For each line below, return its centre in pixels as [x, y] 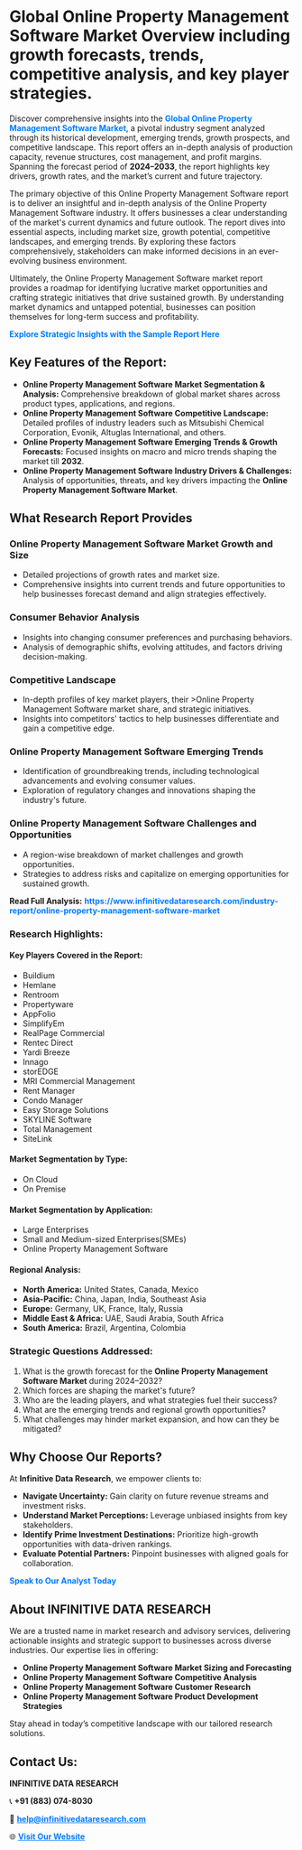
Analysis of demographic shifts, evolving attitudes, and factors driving [152, 647]
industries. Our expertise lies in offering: [84, 1650]
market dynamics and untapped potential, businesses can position [133, 307]
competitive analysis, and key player [150, 75]
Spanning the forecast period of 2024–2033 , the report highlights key [140, 166]
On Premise [44, 1189]
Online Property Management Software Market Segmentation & [144, 384]
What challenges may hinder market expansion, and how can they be [151, 1419]
